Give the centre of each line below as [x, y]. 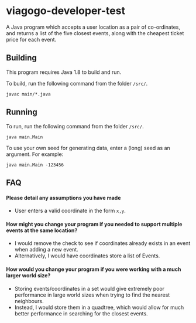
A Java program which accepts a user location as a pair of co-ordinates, [93, 27]
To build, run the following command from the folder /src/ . [77, 83]
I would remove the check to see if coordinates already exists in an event [102, 243]
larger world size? [28, 275]
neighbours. [29, 301]
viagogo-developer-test [66, 11]
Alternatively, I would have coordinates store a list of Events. [87, 256]
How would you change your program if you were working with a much [94, 269]
